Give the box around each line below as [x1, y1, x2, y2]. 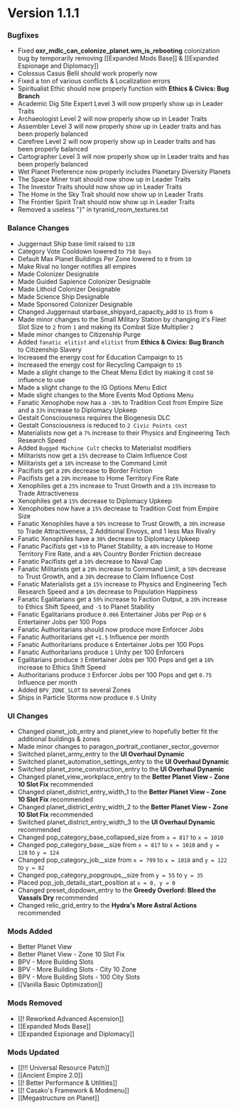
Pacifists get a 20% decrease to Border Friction [17, 466, 153, 475]
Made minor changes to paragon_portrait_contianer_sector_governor [17, 742, 220, 751]
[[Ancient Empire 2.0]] [17, 1071, 83, 1079]
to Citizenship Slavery [17, 345, 82, 354]
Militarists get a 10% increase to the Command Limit [17, 458, 167, 467]
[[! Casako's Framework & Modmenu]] [17, 1086, 130, 1094]
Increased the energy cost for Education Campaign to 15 [17, 352, 183, 361]
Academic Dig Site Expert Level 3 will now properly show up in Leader [17, 100, 224, 108]
